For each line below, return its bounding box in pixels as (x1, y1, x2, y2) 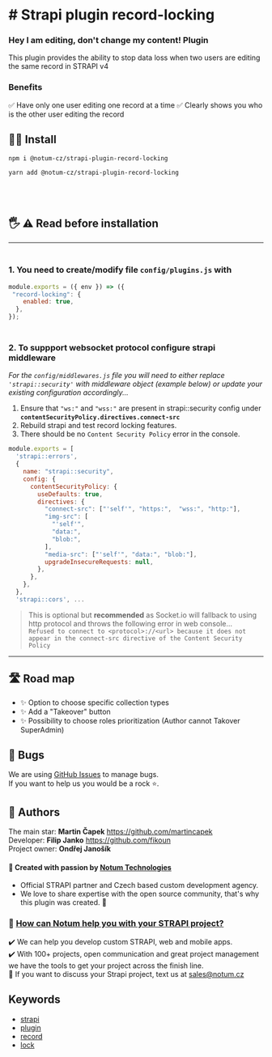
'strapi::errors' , (15, 452, 79, 461)
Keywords (8, 993, 61, 1007)
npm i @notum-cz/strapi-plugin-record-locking (8, 154, 168, 163)
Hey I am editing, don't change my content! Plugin (8, 35, 209, 46)
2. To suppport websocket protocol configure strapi (8, 342, 216, 353)
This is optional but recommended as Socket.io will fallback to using (28, 609, 257, 620)
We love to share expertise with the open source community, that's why (19, 889, 260, 899)
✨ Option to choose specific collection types (19, 698, 170, 707)
